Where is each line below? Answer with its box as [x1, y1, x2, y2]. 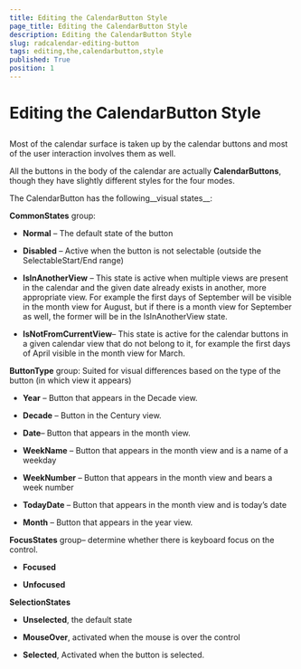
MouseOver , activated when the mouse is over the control [22, 632, 241, 643]
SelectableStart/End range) [22, 255, 125, 266]
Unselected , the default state [22, 615, 133, 626]
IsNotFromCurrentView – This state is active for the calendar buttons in [22, 329, 289, 339]
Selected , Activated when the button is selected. [22, 649, 205, 661]
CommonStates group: [9, 210, 97, 222]
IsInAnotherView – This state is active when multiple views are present [22, 272, 289, 283]
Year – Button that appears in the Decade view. [22, 393, 198, 404]
